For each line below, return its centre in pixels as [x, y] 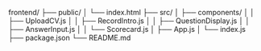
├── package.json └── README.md [70, 37]
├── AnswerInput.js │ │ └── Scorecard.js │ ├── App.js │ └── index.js [127, 29]
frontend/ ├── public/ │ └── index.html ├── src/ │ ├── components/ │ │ [132, 12]
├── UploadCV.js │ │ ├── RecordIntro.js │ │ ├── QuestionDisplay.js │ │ [129, 21]
